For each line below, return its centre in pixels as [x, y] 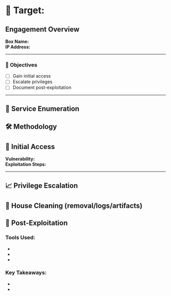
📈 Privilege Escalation [41, 186]
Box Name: [17, 41]
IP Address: [18, 47]
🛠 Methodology [31, 127]
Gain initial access [32, 76]
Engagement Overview [42, 29]
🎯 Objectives [21, 65]
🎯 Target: [25, 10]
